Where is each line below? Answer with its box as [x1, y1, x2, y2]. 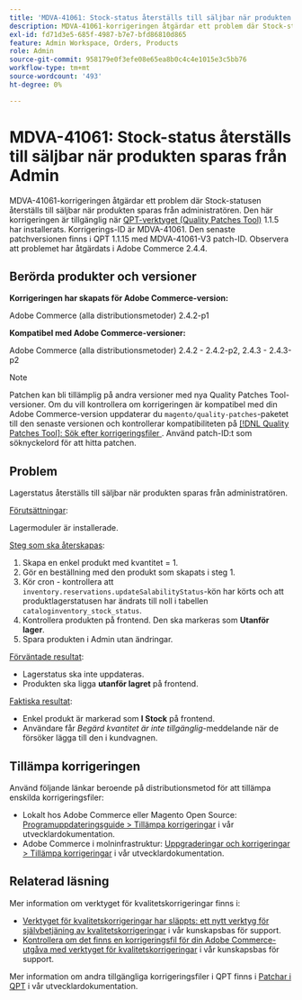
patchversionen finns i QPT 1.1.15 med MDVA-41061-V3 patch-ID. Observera [9, 233, 289, 244]
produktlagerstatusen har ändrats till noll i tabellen [22, 595, 209, 606]
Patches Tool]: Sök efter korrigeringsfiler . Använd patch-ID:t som [9, 428, 253, 439]
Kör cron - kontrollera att [22, 577, 114, 587]
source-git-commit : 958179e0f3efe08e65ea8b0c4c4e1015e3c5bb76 [9, 55, 247, 64]
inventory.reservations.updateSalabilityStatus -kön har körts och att [22, 586, 285, 597]
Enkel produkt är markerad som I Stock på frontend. [22, 714, 216, 724]
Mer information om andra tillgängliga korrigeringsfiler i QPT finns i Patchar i [9, 970, 292, 982]
